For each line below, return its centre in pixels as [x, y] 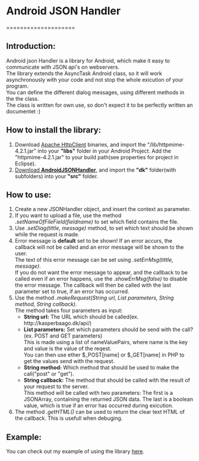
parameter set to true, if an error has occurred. [72, 292]
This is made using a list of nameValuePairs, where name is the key [106, 342]
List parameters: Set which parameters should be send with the [102, 330]
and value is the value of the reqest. [67, 349]
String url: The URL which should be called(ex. [81, 317]
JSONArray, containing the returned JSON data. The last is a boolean [108, 399]
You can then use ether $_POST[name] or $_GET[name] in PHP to [104, 355]
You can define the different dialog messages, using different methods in [95, 92]
